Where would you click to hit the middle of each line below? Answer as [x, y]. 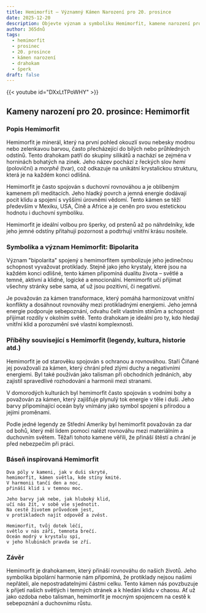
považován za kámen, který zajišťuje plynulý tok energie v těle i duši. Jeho [100, 399]
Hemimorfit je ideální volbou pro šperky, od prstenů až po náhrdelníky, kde [101, 224]
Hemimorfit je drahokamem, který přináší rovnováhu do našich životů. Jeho [101, 571]
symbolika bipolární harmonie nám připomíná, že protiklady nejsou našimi [99, 577]
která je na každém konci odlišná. [48, 175]
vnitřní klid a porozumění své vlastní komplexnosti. [70, 324]
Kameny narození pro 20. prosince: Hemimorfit [98, 111]
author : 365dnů [26, 29]
